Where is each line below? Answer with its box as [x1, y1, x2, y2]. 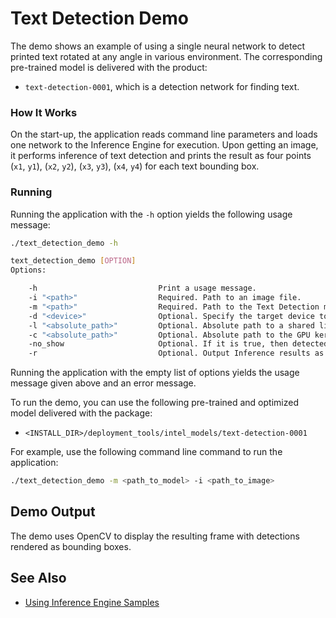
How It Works [10, 105, 78, 119]
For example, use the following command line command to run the [10, 446, 283, 458]
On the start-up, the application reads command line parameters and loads [10, 128, 318, 141]
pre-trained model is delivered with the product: [10, 61, 208, 73]
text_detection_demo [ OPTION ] [10, 256, 137, 266]
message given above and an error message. [10, 377, 197, 389]
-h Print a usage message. [28, 283, 257, 294]
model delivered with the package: [10, 407, 153, 419]
